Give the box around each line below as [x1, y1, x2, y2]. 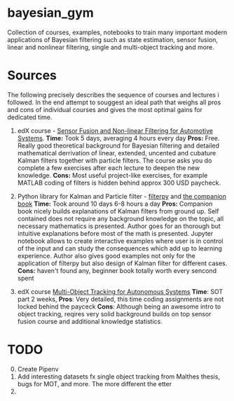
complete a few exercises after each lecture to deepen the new [17, 163, 200, 172]
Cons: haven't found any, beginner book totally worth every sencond [17, 266, 217, 274]
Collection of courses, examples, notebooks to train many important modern [7, 28, 228, 36]
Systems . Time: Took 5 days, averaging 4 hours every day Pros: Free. [17, 134, 220, 142]
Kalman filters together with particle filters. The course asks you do [17, 156, 212, 164]
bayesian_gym [7, 5, 95, 21]
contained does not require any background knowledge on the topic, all [17, 214, 224, 223]
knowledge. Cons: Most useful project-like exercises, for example [17, 171, 208, 179]
